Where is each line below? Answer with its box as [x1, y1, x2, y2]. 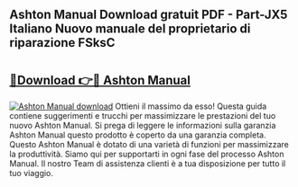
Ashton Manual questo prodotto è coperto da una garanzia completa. [9, 129, 266, 140]
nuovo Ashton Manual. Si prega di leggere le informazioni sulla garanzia [9, 120, 276, 130]
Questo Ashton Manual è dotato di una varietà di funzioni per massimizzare [9, 139, 289, 149]
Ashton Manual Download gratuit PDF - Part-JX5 [9, 7, 288, 22]
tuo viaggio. [9, 168, 54, 178]
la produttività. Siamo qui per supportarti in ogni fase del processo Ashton [9, 148, 284, 159]
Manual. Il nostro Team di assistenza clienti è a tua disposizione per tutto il [9, 158, 286, 169]
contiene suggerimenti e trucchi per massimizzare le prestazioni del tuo [9, 111, 276, 120]
